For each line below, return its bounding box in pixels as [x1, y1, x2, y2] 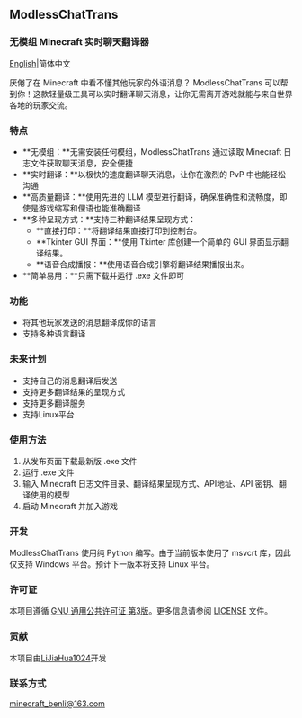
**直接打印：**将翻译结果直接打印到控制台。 [35, 225, 202, 236]
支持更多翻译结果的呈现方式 [22, 386, 126, 397]
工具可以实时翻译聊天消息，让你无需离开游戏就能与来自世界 [71, 88, 293, 99]
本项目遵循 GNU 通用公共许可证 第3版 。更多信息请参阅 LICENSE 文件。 [9, 606, 273, 616]
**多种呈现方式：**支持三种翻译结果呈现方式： [22, 213, 196, 224]
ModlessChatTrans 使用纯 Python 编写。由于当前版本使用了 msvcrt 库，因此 [9, 548, 291, 559]
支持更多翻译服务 [22, 398, 86, 408]
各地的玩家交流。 [9, 99, 73, 111]
